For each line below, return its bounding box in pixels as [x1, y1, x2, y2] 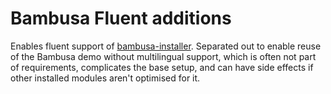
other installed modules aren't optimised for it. [10, 72, 201, 84]
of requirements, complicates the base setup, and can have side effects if [10, 61, 314, 73]
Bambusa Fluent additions [10, 7, 232, 30]
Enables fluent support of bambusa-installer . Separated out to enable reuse [10, 40, 322, 52]
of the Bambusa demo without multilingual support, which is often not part [10, 50, 317, 62]
